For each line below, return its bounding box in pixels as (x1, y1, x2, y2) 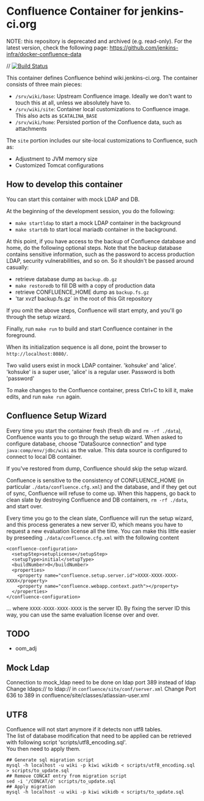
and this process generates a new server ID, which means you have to (6, 521, 183, 528)
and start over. (6, 502, 43, 510)
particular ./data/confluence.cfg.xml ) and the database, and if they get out (6, 483, 197, 490)
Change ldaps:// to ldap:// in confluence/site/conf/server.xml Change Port (6, 686, 197, 693)
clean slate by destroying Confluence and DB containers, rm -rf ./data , (6, 496, 188, 503)
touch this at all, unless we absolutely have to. (15, 99, 131, 106)
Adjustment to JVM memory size (15, 155, 98, 163)
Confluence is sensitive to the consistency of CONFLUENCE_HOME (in (6, 477, 184, 484)
